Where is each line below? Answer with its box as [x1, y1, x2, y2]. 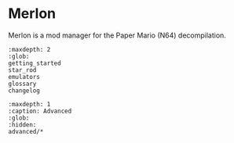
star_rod [8, 66, 37, 74]
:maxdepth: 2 [8, 45, 51, 53]
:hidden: [8, 120, 37, 129]
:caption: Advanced [8, 107, 72, 115]
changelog [8, 87, 41, 95]
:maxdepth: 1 [8, 100, 51, 108]
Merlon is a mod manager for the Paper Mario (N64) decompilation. [8, 30, 226, 40]
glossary [8, 80, 37, 88]
